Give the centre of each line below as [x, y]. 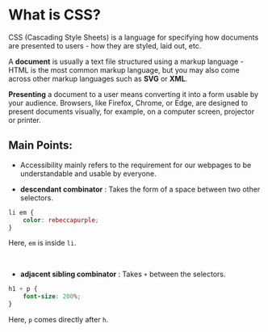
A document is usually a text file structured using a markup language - [126, 61]
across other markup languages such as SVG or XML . [98, 78]
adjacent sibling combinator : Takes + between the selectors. [123, 274]
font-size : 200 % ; [52, 296]
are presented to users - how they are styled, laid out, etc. [105, 45]
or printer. [25, 120]
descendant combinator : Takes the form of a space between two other [140, 189]
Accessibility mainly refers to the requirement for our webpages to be [136, 165]
